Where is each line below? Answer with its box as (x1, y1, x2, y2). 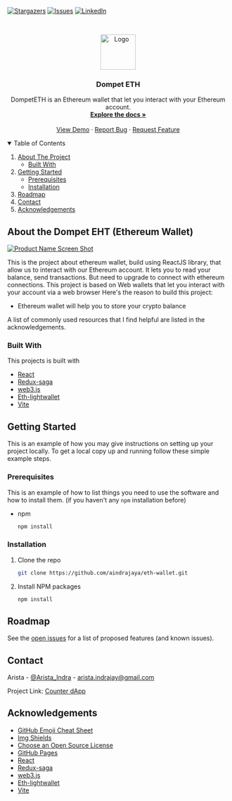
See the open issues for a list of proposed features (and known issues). (7, 634, 214, 642)
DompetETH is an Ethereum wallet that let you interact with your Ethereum (10, 95, 226, 104)
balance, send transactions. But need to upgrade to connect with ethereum (7, 273, 225, 282)
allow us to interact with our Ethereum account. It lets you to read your (7, 265, 211, 275)
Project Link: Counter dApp (7, 687, 86, 695)
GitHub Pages (17, 748, 58, 757)
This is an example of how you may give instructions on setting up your (7, 440, 214, 448)
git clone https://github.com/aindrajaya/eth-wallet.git (17, 569, 188, 577)
